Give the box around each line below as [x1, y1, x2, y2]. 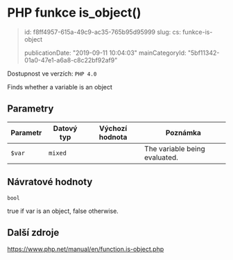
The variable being [144, 144, 206, 153]
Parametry [7, 103, 54, 115]
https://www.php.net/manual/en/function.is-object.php [7, 245, 164, 254]
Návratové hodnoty [7, 176, 93, 188]
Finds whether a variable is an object [7, 83, 113, 91]
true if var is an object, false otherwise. [7, 207, 119, 215]
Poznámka [165, 128, 201, 137]
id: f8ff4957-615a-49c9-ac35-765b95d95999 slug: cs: [24, 28, 182, 36]
